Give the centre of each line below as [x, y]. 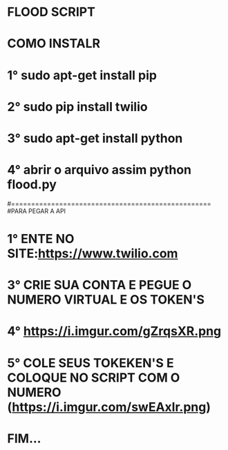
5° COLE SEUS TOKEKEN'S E [91, 363]
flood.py [32, 185]
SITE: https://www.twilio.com [93, 254]
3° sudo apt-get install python [95, 138]
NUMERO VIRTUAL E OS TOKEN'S [106, 300]
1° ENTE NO [41, 239]
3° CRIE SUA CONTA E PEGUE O [99, 285]
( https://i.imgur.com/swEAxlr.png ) [109, 407]
